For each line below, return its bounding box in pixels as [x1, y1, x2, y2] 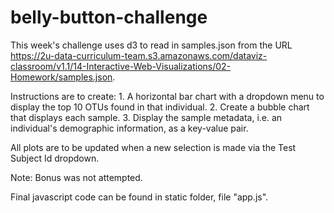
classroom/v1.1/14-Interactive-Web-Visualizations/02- [10, 60, 232, 72]
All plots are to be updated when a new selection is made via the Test [10, 141, 297, 153]
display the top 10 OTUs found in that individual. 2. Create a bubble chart [10, 101, 310, 113]
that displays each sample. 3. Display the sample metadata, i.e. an [10, 111, 283, 123]
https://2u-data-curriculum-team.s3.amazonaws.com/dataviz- [10, 49, 268, 61]
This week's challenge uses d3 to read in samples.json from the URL [10, 39, 293, 51]
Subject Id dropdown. [10, 152, 100, 164]
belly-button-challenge [10, 6, 208, 29]
